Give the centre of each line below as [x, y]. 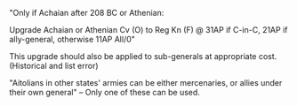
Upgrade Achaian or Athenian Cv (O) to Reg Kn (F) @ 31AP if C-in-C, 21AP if [148, 30]
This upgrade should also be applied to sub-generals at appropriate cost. [143, 56]
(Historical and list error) [54, 66]
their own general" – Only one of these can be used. [104, 92]
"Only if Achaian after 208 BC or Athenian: [87, 13]
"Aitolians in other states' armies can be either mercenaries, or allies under [146, 83]
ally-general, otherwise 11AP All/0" [72, 39]
